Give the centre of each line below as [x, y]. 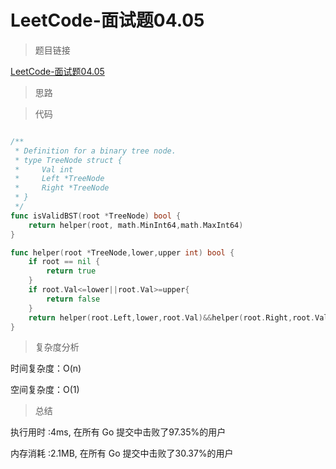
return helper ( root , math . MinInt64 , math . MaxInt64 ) [136, 225]
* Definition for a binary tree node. [95, 151]
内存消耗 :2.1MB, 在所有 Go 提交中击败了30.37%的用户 [122, 453]
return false [73, 299]
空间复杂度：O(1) [45, 390]
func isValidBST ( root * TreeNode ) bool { [96, 216]
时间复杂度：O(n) [46, 368]
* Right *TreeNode [62, 188]
